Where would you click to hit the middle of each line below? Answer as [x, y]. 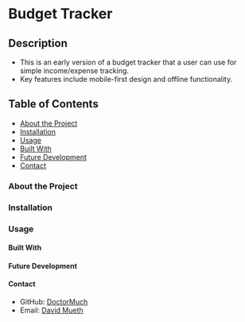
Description [38, 43]
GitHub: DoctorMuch [54, 301]
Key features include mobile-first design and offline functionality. [126, 79]
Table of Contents [54, 104]
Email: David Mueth [51, 310]
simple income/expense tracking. [74, 71]
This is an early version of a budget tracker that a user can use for [128, 62]
